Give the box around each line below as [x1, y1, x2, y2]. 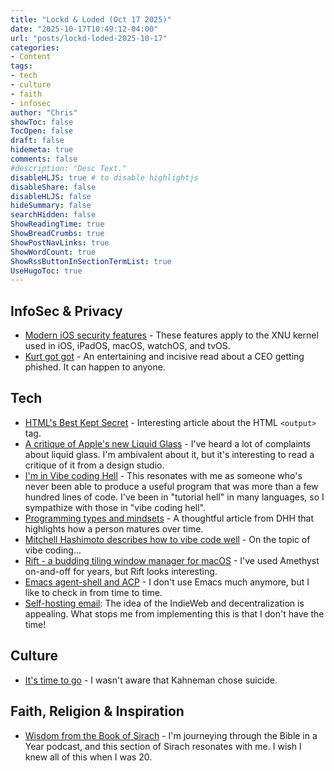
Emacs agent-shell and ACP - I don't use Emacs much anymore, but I [24, 576, 310, 588]
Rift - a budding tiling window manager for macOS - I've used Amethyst [24, 554, 320, 566]
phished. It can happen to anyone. [24, 361, 166, 373]
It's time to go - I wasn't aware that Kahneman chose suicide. [24, 674, 278, 686]
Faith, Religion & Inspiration [10, 703, 185, 720]
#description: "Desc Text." [10, 163, 128, 173]
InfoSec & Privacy [10, 302, 123, 320]
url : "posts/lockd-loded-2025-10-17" [10, 33, 168, 43]
